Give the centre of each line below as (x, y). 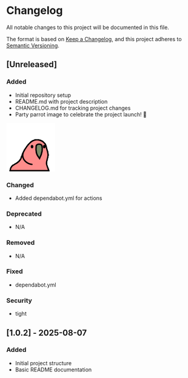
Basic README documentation (53, 370)
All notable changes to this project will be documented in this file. (88, 27)
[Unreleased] (32, 65)
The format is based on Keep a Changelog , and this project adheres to (94, 39)
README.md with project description (61, 101)
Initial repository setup (43, 95)
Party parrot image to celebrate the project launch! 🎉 (81, 114)
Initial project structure (43, 363)
